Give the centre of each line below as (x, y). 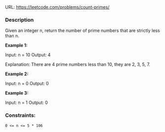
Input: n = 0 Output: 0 (27, 84)
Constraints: (20, 115)
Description (19, 20)
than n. (12, 36)
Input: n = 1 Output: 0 (27, 102)
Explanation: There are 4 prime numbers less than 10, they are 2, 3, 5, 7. (78, 65)
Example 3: (17, 93)
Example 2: (17, 74)
